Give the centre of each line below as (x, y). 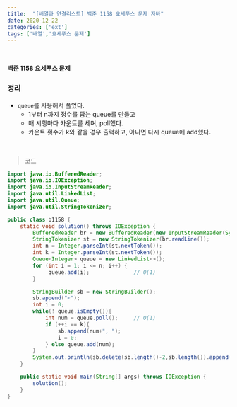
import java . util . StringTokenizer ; (60, 207)
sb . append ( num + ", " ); (89, 331)
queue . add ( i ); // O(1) (102, 272)
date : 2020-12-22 (33, 21)
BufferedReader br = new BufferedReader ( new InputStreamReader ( (129, 233)
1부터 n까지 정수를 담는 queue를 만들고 (82, 114)
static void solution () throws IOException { (88, 226)
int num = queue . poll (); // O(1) (101, 318)
